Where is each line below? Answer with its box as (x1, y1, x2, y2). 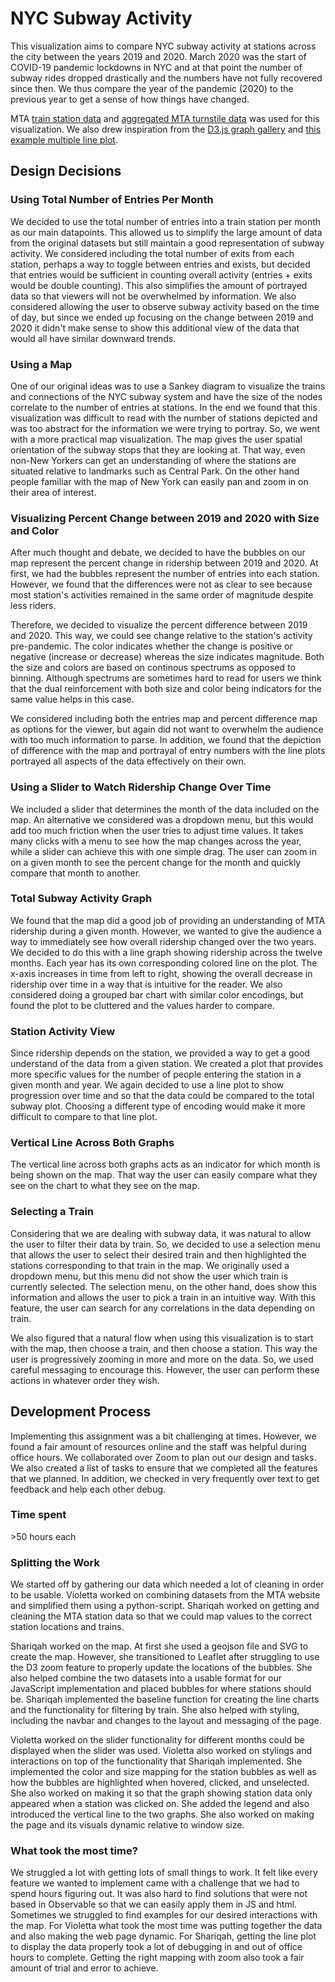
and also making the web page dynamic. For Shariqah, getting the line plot (10, 1930, 317, 1942)
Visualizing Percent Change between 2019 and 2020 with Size (10, 511, 320, 525)
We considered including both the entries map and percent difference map (10, 713, 318, 725)
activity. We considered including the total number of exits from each (10, 247, 295, 259)
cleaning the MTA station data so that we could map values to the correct (10, 1610, 313, 1622)
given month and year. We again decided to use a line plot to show (10, 1079, 285, 1091)
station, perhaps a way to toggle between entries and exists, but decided (10, 258, 311, 270)
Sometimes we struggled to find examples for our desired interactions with (10, 1909, 318, 1921)
